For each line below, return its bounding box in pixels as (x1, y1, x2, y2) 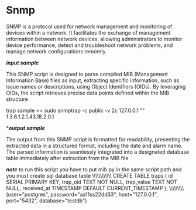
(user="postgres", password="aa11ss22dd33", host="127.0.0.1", (6, 191, 158, 198)
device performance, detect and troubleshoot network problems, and (6, 42, 173, 49)
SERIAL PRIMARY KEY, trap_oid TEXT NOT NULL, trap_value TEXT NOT (6, 178, 177, 185)
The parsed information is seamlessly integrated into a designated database (6, 148, 190, 155)
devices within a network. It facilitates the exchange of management (6, 29, 171, 36)
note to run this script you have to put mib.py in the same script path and (6, 165, 182, 173)
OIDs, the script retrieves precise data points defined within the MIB (6, 89, 170, 96)
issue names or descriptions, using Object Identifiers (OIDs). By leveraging (6, 83, 186, 90)
